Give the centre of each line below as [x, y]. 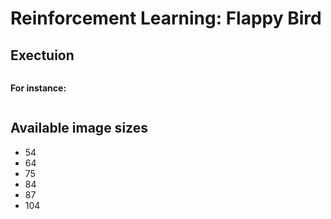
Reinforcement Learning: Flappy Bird [166, 18]
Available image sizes [79, 128]
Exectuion [42, 55]
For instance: [38, 88]
